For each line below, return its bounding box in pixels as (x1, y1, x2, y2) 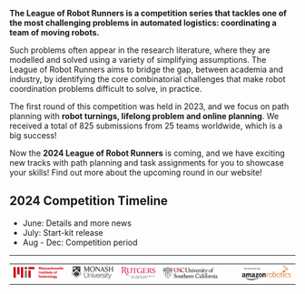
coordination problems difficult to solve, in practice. (9, 84, 202, 94)
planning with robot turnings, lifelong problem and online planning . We (9, 111, 280, 121)
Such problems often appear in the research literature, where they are (9, 45, 271, 56)
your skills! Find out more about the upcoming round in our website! (9, 167, 263, 177)
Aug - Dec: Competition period (22, 237, 138, 248)
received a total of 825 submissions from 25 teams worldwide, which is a (9, 120, 283, 131)
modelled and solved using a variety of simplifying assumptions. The (9, 55, 267, 65)
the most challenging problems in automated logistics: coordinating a (9, 17, 277, 28)
